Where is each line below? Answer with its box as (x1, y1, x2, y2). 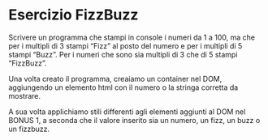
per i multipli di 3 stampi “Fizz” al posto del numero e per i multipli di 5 (8, 40, 243, 50)
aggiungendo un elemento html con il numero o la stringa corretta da (8, 83, 239, 92)
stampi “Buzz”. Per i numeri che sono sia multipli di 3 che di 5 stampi (8, 49, 238, 59)
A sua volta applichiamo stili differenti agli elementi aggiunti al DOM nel (8, 107, 246, 117)
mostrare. (8, 91, 41, 100)
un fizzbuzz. (8, 124, 50, 134)
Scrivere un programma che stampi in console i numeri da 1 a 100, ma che (8, 32, 256, 42)
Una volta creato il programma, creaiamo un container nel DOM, (8, 74, 223, 83)
